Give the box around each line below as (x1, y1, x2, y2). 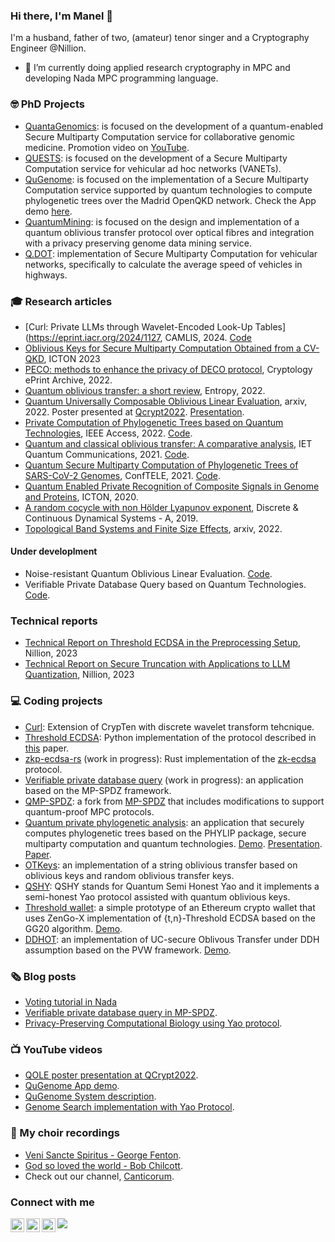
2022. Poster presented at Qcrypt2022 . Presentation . (24, 405, 245, 418)
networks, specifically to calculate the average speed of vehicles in (24, 258, 303, 270)
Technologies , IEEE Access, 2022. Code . (24, 427, 193, 439)
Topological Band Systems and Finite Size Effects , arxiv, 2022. (24, 522, 283, 534)
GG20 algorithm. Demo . (24, 922, 123, 934)
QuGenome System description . (24, 1090, 157, 1103)
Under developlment (10, 545, 98, 558)
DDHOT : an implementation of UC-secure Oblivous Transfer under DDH (24, 933, 320, 945)
